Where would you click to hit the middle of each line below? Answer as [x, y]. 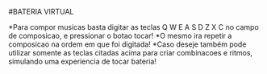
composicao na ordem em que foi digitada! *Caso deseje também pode [127, 44]
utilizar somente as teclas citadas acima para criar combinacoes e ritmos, [130, 53]
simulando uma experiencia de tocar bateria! [83, 61]
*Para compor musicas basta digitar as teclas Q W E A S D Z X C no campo [134, 27]
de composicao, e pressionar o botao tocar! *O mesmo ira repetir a [120, 36]
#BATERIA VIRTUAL [41, 12]
